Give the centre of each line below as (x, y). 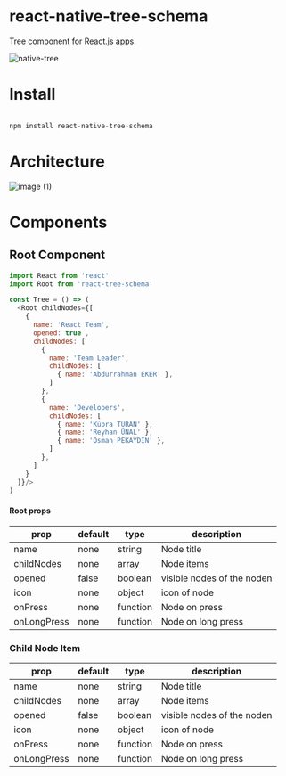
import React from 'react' (59, 275)
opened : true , (61, 333)
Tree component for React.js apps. (73, 41)
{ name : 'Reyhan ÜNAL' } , (105, 433)
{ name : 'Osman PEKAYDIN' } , (111, 441)
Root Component (57, 255)
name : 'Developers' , (87, 407)
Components (58, 222)
